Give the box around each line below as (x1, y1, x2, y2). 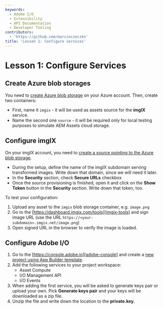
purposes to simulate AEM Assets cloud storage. (12, 123, 110, 128)
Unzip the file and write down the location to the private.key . (12, 298, 135, 304)
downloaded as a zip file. (12, 293, 63, 299)
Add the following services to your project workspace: (12, 262, 122, 268)
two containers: (5, 97, 37, 103)
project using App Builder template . (12, 257, 83, 263)
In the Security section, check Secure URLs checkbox (12, 174, 122, 181)
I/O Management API (19, 272, 62, 278)
